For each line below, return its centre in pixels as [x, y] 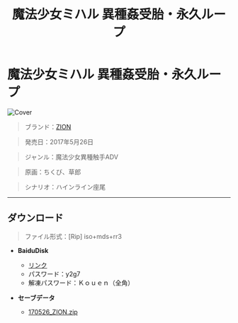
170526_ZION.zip [53, 312]
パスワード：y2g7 [54, 274]
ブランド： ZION [48, 127]
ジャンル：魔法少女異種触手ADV [72, 157]
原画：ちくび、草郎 [53, 172]
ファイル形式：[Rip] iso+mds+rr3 [73, 236]
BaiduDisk [33, 250]
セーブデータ [36, 298]
